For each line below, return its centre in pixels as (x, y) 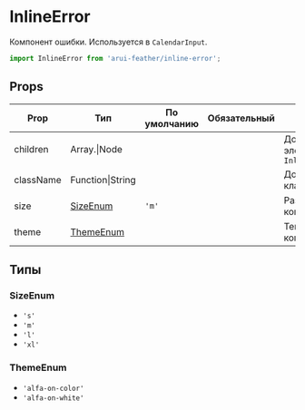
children (31, 149)
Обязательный (241, 118)
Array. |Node (96, 149)
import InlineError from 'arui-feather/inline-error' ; (115, 58)
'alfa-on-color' (53, 388)
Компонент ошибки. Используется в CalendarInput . (108, 42)
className (38, 180)
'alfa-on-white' (53, 398)
